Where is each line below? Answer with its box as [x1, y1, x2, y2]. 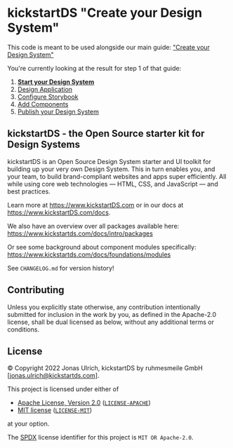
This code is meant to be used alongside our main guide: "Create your [7, 43, 211, 51]
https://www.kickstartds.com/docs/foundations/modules [7, 250, 171, 259]
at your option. [7, 419, 50, 428]
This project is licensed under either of [7, 385, 119, 393]
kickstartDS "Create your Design [7, 5, 202, 21]
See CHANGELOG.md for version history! [7, 264, 114, 272]
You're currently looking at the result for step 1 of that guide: [7, 64, 182, 72]
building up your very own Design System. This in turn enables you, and [7, 165, 215, 173]
